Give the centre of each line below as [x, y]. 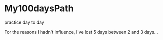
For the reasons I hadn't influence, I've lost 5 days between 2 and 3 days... [81, 32]
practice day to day [24, 22]
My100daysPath [39, 9]
